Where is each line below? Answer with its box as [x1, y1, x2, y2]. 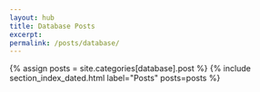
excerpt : [9, 30, 43, 39]
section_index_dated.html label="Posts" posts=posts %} [9, 73, 221, 84]
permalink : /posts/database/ [9, 38, 120, 48]
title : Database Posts [9, 22, 95, 31]
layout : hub [9, 13, 55, 23]
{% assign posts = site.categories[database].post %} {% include [9, 63, 252, 74]
